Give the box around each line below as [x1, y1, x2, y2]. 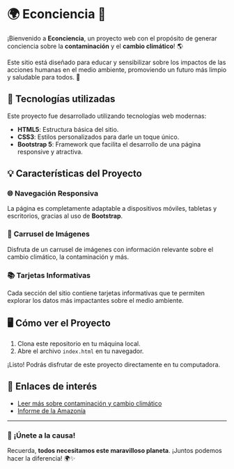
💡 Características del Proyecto [7, 167, 143, 179]
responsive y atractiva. [17, 147, 84, 156]
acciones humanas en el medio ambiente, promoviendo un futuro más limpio [7, 65, 227, 74]
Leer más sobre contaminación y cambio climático [17, 399, 162, 408]
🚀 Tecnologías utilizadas [7, 93, 116, 105]
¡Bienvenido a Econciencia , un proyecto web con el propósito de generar [7, 33, 217, 43]
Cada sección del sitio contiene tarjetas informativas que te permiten [7, 289, 205, 297]
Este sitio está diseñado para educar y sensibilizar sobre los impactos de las [7, 58, 226, 66]
